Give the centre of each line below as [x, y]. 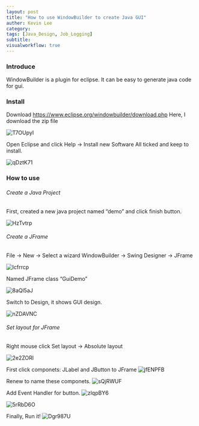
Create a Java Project [33, 192]
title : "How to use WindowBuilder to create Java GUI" [76, 17]
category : [19, 29]
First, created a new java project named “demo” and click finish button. [94, 211]
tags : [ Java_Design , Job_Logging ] [50, 34]
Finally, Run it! [23, 416]
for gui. [15, 86]
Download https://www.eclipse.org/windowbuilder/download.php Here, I [96, 114]
